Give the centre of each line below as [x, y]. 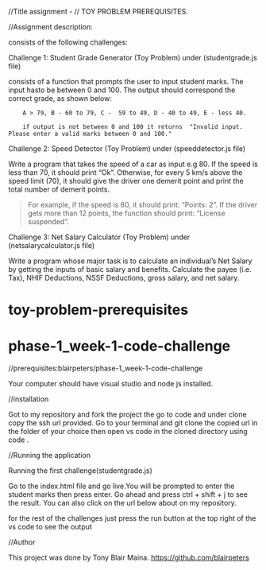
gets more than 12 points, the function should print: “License [126, 213]
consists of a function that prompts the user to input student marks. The [126, 81]
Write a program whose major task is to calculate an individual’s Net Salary [130, 261]
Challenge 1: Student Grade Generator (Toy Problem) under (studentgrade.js [133, 58]
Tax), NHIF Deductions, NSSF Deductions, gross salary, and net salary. [124, 278]
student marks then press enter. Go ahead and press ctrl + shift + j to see [128, 494]
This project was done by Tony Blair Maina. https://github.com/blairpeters [129, 558]
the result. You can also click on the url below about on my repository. [122, 503]
